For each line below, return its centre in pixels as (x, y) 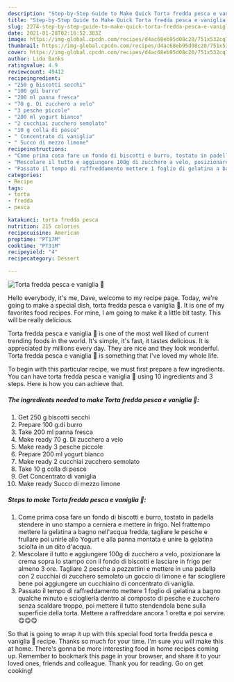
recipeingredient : (34, 78)
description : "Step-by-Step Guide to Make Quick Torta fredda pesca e (112, 14)
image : (17, 40)
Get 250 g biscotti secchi (54, 417)
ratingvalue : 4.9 (33, 65)
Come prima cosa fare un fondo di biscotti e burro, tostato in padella (116, 517)
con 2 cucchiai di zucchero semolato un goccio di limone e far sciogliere (122, 576)
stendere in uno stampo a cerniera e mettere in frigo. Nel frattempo (114, 524)
